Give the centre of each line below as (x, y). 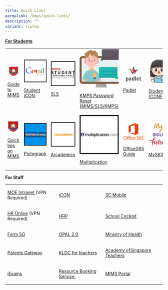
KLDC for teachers (78, 253)
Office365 (134, 149)
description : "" (22, 21)
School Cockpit (121, 216)
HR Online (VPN (23, 213)
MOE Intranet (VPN (27, 192)
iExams (15, 274)
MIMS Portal (118, 274)
